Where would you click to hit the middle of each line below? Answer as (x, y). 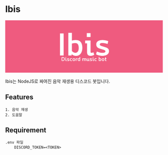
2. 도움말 (14, 115)
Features (19, 97)
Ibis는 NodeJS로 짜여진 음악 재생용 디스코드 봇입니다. (58, 81)
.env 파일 (14, 143)
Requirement (26, 130)
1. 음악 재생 (17, 110)
